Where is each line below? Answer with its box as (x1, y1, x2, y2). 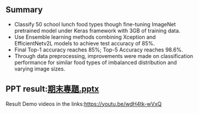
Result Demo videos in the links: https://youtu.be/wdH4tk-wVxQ (5, 100, 162, 107)
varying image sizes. (14, 65, 66, 72)
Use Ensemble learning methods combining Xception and (14, 33, 156, 41)
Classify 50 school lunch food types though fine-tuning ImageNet (14, 20, 176, 28)
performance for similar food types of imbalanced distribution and (14, 59, 177, 66)
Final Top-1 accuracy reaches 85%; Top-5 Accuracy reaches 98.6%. (14, 46, 183, 53)
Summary (5, 5, 43, 15)
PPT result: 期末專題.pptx (5, 84, 99, 94)
